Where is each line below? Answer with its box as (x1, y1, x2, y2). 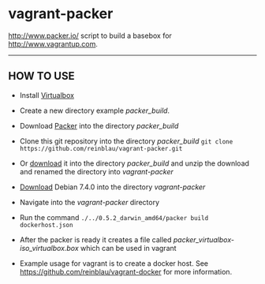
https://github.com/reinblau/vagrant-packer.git (19, 144, 183, 152)
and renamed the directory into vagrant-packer (19, 166, 174, 176)
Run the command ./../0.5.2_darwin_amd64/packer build (19, 212, 209, 222)
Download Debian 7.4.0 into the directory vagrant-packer (19, 182, 206, 192)
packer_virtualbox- (173, 234, 235, 245)
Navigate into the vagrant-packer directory (19, 197, 160, 207)
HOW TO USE (8, 69, 75, 83)
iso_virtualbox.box (19, 243, 79, 252)
